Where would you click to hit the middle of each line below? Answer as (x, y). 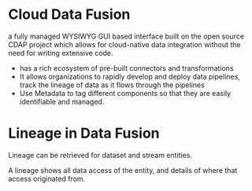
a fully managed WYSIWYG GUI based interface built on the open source (126, 36)
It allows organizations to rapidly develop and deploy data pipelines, (130, 76)
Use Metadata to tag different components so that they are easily (125, 93)
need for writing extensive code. (61, 53)
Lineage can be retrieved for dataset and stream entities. (100, 155)
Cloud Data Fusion (69, 15)
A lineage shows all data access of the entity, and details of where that (123, 170)
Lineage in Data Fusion (84, 133)
